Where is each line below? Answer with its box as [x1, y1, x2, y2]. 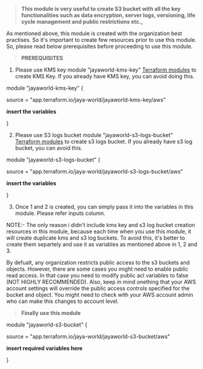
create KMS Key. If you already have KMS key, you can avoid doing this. [15, 73, 195, 80]
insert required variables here [6, 345, 83, 351]
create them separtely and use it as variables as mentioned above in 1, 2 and [6, 241, 198, 248]
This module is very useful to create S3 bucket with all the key [21, 5, 181, 12]
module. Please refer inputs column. [15, 209, 106, 217]
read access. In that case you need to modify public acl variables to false [6, 272, 189, 279]
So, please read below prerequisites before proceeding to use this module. [6, 42, 193, 50]
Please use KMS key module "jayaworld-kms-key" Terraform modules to [15, 66, 197, 73]
